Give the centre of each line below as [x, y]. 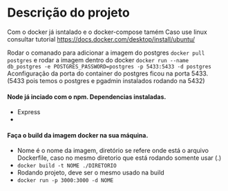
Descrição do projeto [68, 13]
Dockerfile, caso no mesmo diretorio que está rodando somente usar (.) [119, 158]
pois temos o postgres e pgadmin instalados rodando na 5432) [115, 80]
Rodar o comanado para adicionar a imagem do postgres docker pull [106, 53]
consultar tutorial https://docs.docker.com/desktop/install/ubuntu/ [101, 39]
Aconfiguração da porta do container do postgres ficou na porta [98, 73]
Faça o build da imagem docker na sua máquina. [78, 135]
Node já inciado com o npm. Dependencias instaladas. [87, 97]
